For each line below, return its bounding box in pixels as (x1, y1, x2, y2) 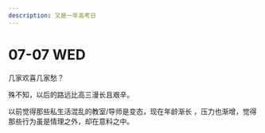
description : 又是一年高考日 (8, 11, 97, 20)
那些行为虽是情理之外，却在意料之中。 (8, 116, 134, 126)
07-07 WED (8, 45, 86, 63)
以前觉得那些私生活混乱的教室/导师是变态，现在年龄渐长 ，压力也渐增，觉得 (8, 106, 257, 116)
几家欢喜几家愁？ (8, 73, 64, 82)
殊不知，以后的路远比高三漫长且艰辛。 (8, 89, 134, 99)
